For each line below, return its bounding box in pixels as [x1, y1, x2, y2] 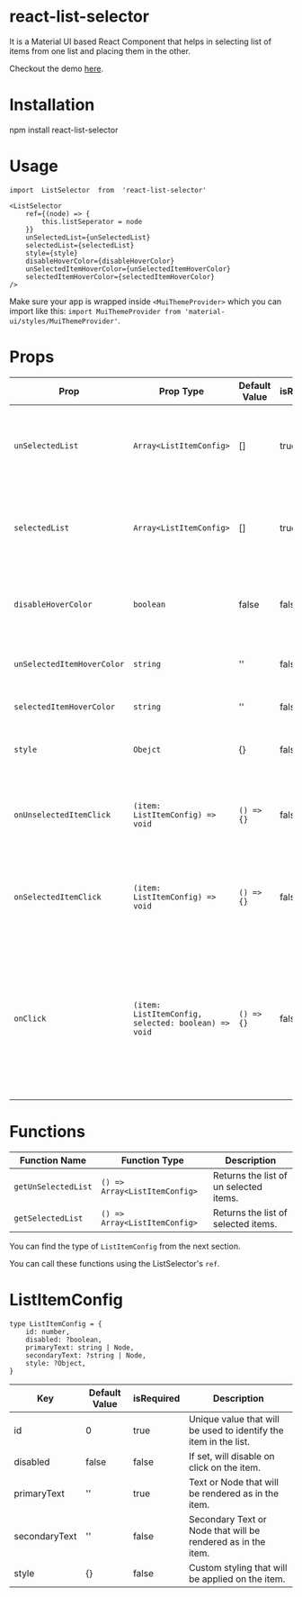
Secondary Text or [188, 1512, 267, 1525]
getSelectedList [13, 1213, 84, 1223]
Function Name [19, 1154, 87, 1167]
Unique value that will [188, 1412, 280, 1425]
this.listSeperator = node [41, 217, 143, 226]
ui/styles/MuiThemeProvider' [9, 317, 119, 326]
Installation [9, 95, 95, 115]
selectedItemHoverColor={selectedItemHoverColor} [25, 272, 216, 281]
